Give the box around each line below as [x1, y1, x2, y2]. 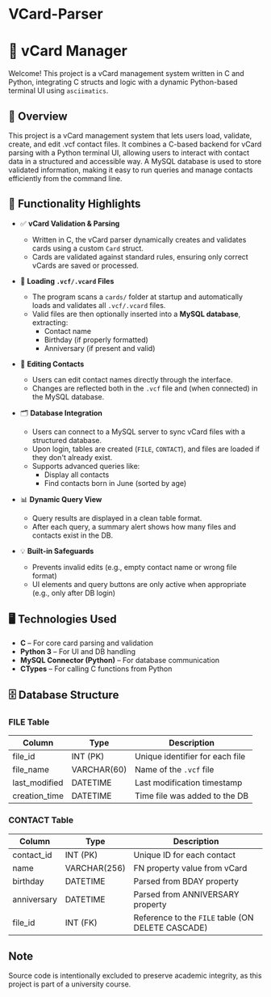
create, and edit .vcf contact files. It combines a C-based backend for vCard [8, 139, 262, 149]
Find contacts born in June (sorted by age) [44, 478, 187, 488]
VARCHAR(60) [71, 764, 127, 775]
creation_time [12, 790, 65, 801]
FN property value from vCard [133, 862, 248, 873]
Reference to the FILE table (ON [133, 911, 254, 923]
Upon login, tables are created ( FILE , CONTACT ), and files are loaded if [31, 444, 261, 454]
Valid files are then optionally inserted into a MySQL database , [31, 309, 241, 319]
